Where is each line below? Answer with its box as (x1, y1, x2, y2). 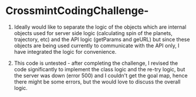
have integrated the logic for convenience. (13, 48, 117, 55)
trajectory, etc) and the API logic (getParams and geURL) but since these (13, 36, 190, 43)
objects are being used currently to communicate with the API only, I (13, 42, 180, 49)
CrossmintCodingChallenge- (5, 4, 149, 18)
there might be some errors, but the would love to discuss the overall (13, 78, 181, 85)
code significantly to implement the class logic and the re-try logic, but (13, 65, 185, 72)
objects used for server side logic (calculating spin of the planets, (13, 29, 173, 36)
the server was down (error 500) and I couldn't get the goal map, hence (13, 72, 188, 79)
